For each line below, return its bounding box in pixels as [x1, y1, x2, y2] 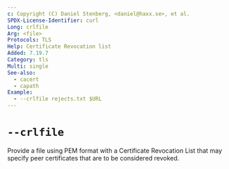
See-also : [7, 69, 37, 76]
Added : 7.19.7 [7, 50, 49, 57]
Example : [7, 89, 33, 96]
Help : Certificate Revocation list [7, 43, 112, 50]
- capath [13, 82, 39, 89]
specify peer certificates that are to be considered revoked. [7, 154, 180, 162]
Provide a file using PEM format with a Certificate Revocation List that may [7, 146, 223, 155]
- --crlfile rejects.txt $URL [13, 96, 102, 103]
